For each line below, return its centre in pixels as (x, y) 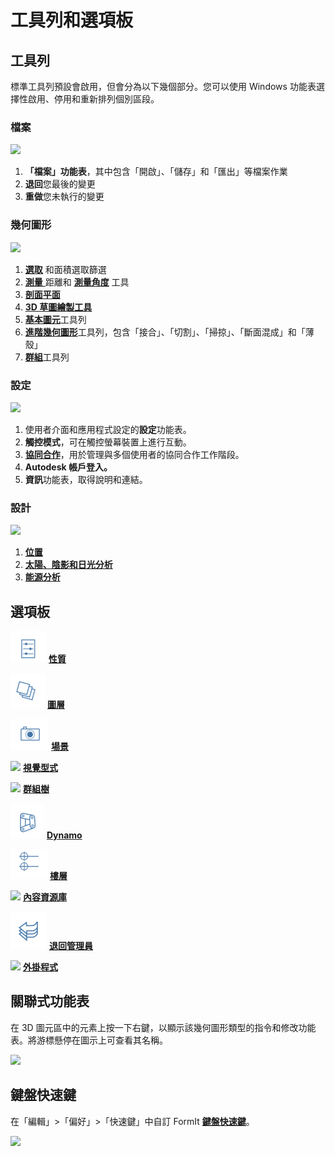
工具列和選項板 (72, 20)
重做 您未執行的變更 (64, 197)
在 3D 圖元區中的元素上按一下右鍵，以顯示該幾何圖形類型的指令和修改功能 (163, 1027)
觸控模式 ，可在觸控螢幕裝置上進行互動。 (108, 442)
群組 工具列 (47, 357)
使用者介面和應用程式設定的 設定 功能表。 (108, 429)
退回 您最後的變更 (60, 184)
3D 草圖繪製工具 (58, 307)
